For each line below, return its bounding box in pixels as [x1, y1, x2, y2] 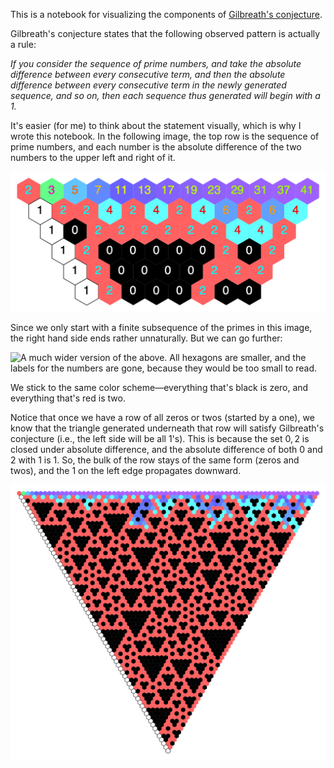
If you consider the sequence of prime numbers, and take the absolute [10, 58, 302, 69]
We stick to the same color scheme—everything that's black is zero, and [10, 381, 309, 393]
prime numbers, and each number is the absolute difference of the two [10, 141, 302, 153]
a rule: [10, 39, 37, 50]
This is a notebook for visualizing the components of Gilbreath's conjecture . [10, 9, 323, 20]
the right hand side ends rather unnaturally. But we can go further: [10, 332, 283, 344]
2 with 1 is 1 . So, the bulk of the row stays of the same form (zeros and [10, 454, 300, 466]
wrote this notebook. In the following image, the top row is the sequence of [10, 130, 320, 142]
